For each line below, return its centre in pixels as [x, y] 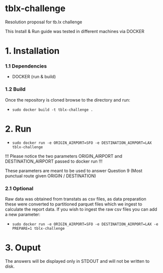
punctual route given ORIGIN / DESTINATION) [51, 176]
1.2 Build [15, 89]
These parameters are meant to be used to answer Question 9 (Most [74, 171]
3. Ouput [23, 248]
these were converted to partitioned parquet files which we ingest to [74, 204]
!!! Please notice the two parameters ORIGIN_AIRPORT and [64, 156]
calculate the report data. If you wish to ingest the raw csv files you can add [81, 209]
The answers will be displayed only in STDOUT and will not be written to [77, 261]
